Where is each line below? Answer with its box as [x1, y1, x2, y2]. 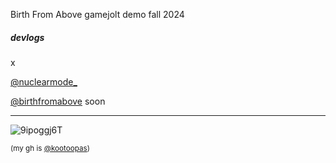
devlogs [10, 31, 45, 43]
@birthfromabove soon [10, 95, 106, 107]
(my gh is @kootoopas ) [10, 143, 90, 153]
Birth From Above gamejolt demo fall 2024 [10, 9, 185, 20]
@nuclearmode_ [10, 75, 78, 88]
